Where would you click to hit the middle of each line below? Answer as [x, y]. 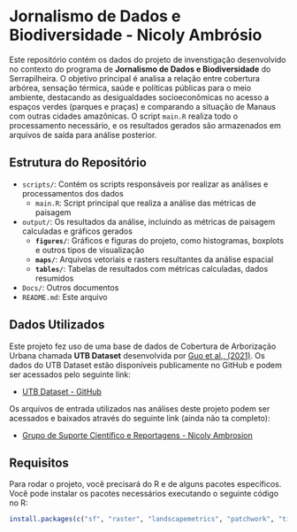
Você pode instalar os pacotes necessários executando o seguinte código [144, 494]
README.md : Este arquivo [65, 297]
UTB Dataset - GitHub [61, 391]
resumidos [54, 278]
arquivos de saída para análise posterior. [83, 135]
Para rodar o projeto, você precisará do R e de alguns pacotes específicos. [145, 484]
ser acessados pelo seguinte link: [70, 374]
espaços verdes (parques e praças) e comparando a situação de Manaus [143, 106]
